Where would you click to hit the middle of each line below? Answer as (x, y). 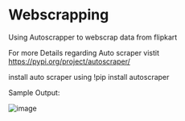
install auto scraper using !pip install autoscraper (89, 77)
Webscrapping (59, 15)
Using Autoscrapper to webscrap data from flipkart (93, 37)
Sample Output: (34, 92)
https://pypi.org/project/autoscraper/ (70, 61)
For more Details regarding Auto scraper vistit (84, 52)
